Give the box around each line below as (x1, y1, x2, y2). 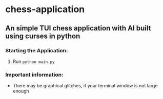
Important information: (5, 71, 64, 78)
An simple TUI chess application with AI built (5, 24, 151, 32)
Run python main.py (12, 58, 55, 64)
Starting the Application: (5, 47, 68, 54)
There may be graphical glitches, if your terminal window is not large (12, 83, 158, 89)
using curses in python (5, 31, 80, 40)
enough (12, 88, 29, 94)
